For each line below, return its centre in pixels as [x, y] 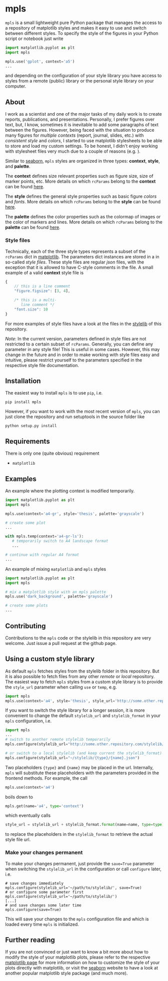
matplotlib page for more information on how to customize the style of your [82, 962]
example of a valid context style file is [44, 272]
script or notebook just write [34, 39]
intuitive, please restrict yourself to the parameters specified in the [74, 360]
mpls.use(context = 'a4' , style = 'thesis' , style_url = [60, 701]
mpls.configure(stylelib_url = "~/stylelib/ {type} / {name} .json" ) [72, 758]
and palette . [18, 166]
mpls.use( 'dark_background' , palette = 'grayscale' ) [59, 596]
